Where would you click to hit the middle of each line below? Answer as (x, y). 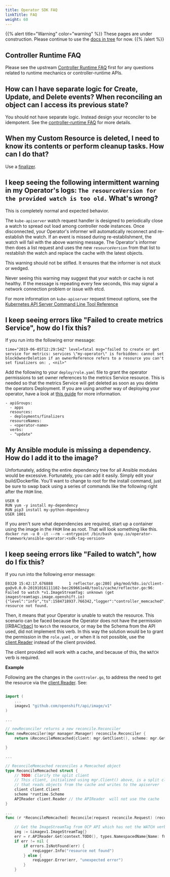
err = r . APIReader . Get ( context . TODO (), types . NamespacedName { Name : (87, 837)
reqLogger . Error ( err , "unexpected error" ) (78, 860)
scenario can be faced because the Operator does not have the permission (83, 621)
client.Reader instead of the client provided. (51, 642)
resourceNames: (26, 421)
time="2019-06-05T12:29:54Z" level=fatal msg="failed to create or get (82, 350)
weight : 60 (17, 19)
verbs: (17, 430)
